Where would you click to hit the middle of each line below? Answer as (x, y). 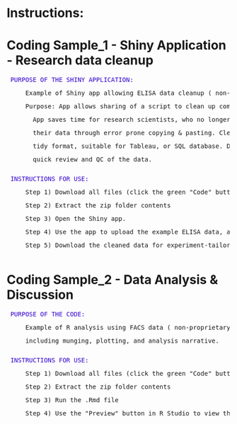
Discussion (40, 295)
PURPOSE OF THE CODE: (48, 314)
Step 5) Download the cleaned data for (94, 245)
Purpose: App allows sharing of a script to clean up (121, 107)
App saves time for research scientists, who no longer (132, 120)
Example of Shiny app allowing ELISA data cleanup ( (118, 93)
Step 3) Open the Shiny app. (76, 219)
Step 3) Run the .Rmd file (72, 400)
